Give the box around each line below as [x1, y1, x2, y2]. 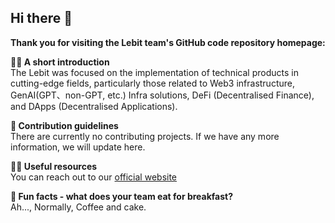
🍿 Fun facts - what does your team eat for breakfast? [10, 190, 234, 202]
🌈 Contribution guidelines [10, 119, 119, 131]
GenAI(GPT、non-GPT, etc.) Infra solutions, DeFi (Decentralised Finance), [10, 89, 315, 101]
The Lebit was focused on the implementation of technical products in [10, 66, 299, 78]
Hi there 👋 [10, 10, 73, 27]
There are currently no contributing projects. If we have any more [10, 130, 280, 142]
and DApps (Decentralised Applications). [10, 100, 178, 112]
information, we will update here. [10, 141, 146, 153]
